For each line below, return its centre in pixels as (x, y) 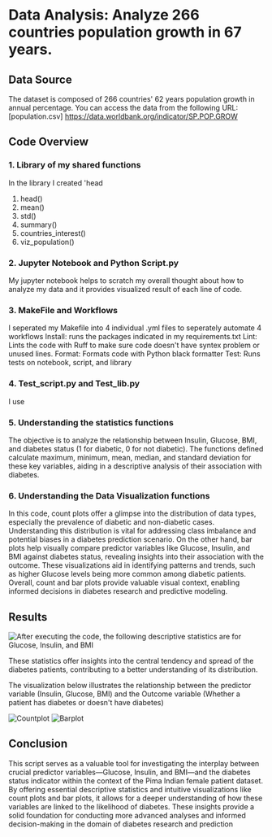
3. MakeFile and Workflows (63, 310)
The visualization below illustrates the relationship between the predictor (130, 685)
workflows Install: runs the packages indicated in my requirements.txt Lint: (133, 337)
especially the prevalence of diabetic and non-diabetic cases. (112, 522)
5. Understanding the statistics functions (91, 422)
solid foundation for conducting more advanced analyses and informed (127, 815)
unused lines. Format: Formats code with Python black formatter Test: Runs (135, 354)
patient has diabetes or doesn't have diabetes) (86, 702)
